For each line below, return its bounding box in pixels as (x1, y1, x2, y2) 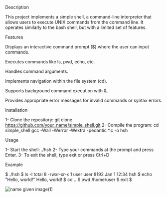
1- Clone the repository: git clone (5, 117, 73, 123)
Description (5, 4, 29, 10)
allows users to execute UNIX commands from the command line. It (5, 19, 144, 25)
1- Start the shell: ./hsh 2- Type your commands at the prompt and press (5, 147, 154, 153)
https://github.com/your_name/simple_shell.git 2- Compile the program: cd (5, 122, 159, 128)
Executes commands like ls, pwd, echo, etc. (5, 59, 95, 64)
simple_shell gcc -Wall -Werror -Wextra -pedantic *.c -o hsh (5, 127, 128, 133)
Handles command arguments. (5, 68, 68, 74)
